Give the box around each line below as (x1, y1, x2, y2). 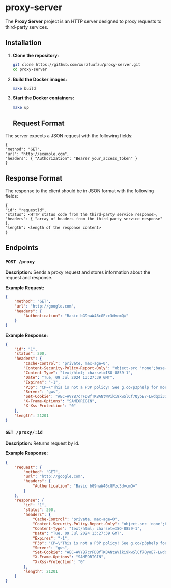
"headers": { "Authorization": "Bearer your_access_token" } (5, 156, 138, 161)
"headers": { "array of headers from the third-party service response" (5, 216, 163, 221)
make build (12, 86, 36, 91)
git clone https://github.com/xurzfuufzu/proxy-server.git (12, 62, 141, 67)
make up (12, 105, 29, 110)
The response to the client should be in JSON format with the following (5, 188, 154, 194)
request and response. (5, 274, 53, 280)
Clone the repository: (12, 52, 59, 58)
